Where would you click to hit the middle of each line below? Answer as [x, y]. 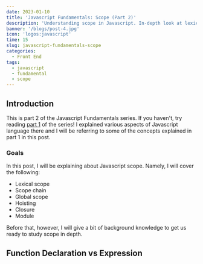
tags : [13, 62]
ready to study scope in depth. [44, 234]
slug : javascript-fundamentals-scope [54, 46]
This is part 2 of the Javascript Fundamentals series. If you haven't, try [94, 118]
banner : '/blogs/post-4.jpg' [43, 29]
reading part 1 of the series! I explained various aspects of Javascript [92, 124]
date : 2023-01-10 [28, 12]
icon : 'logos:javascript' [39, 34]
